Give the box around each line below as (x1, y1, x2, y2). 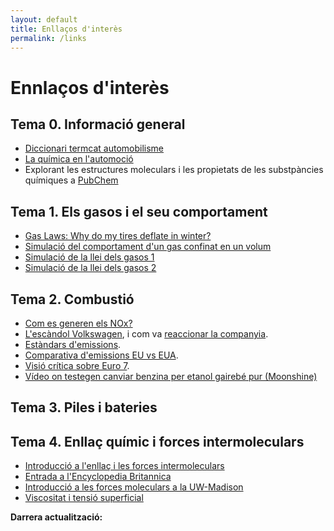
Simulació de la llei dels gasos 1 (24, 251, 155, 263)
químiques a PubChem (24, 174, 119, 186)
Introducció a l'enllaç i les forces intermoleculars (24, 460, 225, 472)
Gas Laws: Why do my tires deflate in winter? (24, 230, 212, 242)
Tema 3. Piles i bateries (10, 399, 158, 416)
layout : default (10, 14, 78, 25)
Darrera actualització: (10, 511, 103, 523)
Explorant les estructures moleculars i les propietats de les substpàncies (24, 164, 324, 176)
